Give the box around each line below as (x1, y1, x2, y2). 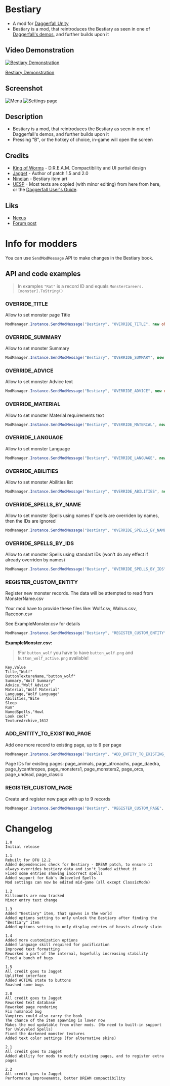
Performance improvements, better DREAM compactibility (5, 1075, 125, 1081)
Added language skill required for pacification (5, 942, 110, 947)
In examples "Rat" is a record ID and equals (17, 283, 109, 289)
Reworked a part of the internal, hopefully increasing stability (5, 951, 148, 956)
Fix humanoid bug (5, 1009, 42, 1014)
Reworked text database (5, 1000, 56, 1005)
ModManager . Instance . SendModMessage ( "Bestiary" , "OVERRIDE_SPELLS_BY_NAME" (5, 528, 168, 533)
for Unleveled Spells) (5, 1026, 53, 1032)
